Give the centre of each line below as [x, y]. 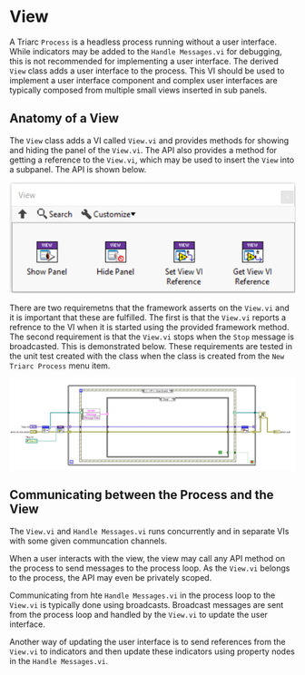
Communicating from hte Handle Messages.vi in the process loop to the [143, 595]
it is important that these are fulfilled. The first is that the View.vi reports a [148, 317]
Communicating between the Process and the [142, 495]
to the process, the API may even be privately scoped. [111, 577]
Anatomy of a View [64, 118]
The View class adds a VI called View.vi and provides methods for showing [149, 140]
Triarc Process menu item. [60, 366]
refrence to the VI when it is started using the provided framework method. [149, 327]
